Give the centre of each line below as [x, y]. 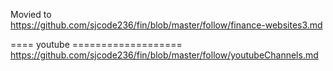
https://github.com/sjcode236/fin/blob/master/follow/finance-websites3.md [166, 25]
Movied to [31, 14]
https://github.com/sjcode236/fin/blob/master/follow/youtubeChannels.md [164, 55]
